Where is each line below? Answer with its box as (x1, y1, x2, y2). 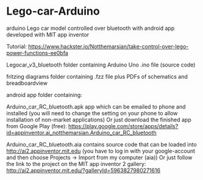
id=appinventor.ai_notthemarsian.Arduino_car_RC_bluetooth (6, 129, 157, 136)
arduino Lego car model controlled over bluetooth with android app (6, 24, 175, 32)
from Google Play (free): (6, 122, 67, 129)
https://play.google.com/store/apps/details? (68, 122, 179, 129)
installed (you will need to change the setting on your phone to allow (6, 109, 178, 117)
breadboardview (6, 79, 48, 87)
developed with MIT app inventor (6, 31, 90, 38)
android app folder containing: (6, 91, 82, 98)
